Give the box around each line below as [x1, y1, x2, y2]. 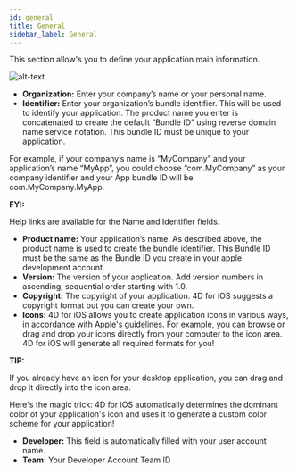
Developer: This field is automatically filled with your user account [21, 436, 268, 446]
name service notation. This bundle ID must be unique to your [21, 127, 250, 137]
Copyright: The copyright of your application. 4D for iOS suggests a [21, 291, 274, 302]
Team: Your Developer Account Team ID [21, 454, 171, 465]
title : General [9, 21, 66, 30]
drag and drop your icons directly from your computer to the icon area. [21, 328, 283, 339]
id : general [9, 12, 54, 22]
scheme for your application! [9, 419, 115, 429]
